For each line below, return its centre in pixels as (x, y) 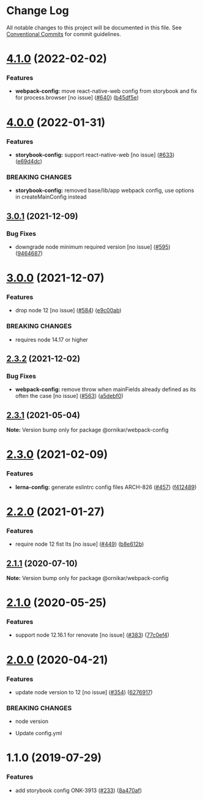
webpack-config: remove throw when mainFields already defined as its (105, 389)
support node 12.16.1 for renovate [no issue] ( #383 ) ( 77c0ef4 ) (92, 635)
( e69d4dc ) (29, 161)
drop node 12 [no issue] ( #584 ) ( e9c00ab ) (68, 310)
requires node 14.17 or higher (52, 339)
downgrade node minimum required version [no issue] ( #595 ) (93, 247)
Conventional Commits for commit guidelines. (64, 34)
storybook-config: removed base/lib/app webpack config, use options (105, 191)
